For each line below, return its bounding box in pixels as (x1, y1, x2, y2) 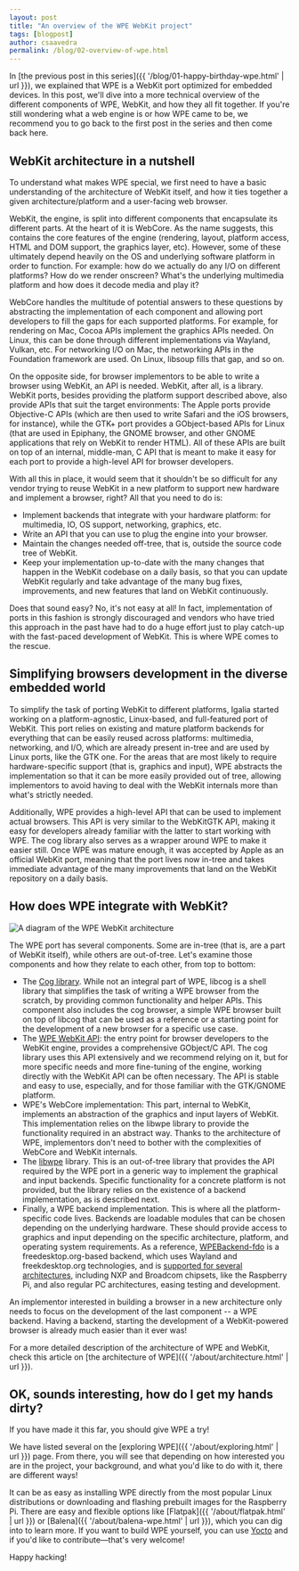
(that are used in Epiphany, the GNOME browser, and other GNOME (9, 427, 256, 438)
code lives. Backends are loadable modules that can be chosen (53, 1213, 286, 1223)
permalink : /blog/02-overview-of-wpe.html (9, 46, 169, 55)
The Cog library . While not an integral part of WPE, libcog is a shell (21, 975, 267, 986)
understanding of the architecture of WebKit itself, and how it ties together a (9, 186, 288, 197)
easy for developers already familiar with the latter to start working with (9, 826, 271, 836)
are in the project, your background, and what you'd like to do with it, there (9, 1460, 283, 1471)
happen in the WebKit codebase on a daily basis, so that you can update (21, 566, 288, 577)
